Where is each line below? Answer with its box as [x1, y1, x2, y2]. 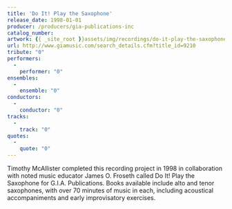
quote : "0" [19, 145, 51, 152]
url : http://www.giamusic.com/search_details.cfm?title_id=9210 [7, 42, 196, 49]
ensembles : [7, 74, 39, 82]
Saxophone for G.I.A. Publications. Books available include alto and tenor [7, 179, 215, 187]
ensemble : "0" [19, 87, 60, 94]
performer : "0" [19, 68, 64, 75]
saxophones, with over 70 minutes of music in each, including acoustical [7, 186, 214, 194]
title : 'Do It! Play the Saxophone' [7, 10, 113, 17]
